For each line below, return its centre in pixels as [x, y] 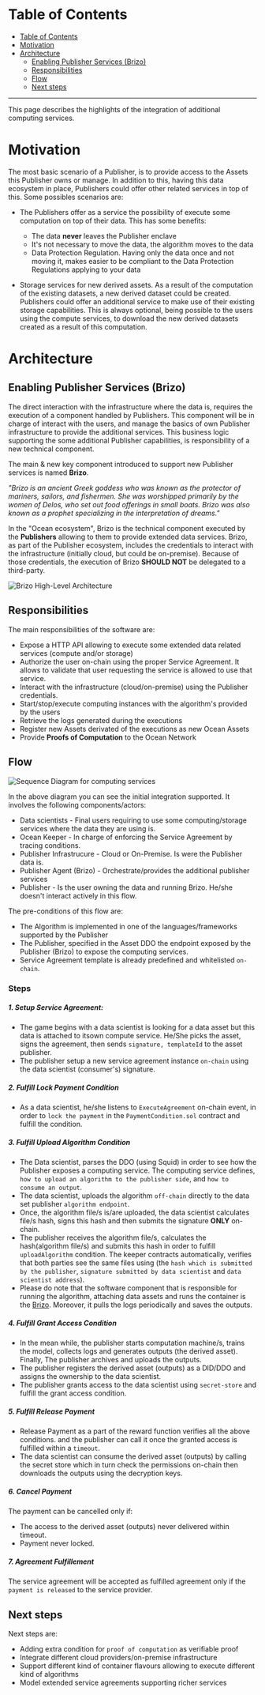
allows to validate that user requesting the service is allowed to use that [136, 670]
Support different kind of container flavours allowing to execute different [137, 1666]
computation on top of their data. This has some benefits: [113, 220]
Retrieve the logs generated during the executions [101, 720]
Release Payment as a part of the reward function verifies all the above [135, 1431]
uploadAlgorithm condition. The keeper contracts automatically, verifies [136, 1255]
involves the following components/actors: [77, 804]
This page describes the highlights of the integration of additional [114, 109]
